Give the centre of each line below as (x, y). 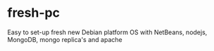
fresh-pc (33, 13)
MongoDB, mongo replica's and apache (65, 39)
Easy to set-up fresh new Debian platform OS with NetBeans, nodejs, (107, 32)
